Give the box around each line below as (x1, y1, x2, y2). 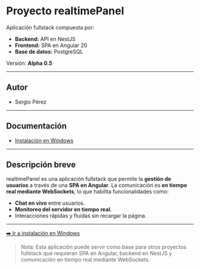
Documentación (6, 121, 67, 132)
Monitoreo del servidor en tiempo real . (14, 206, 112, 213)
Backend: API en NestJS (14, 35, 76, 42)
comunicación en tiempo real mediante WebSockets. (20, 256, 151, 263)
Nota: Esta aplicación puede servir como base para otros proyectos (20, 243, 187, 251)
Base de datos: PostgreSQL (14, 48, 83, 55)
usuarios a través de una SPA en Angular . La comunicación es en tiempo (6, 182, 187, 189)
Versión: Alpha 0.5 (6, 60, 52, 67)
